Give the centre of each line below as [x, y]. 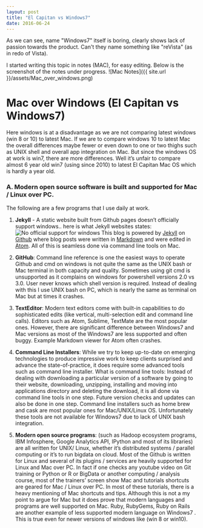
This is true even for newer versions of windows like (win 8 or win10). [101, 519]
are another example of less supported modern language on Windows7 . [105, 512]
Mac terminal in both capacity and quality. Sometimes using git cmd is [103, 270]
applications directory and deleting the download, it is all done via [97, 391]
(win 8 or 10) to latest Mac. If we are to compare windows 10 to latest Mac [98, 139]
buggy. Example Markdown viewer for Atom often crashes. [88, 340]
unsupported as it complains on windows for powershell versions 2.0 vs [105, 277]
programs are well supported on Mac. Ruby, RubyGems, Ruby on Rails [102, 506]
